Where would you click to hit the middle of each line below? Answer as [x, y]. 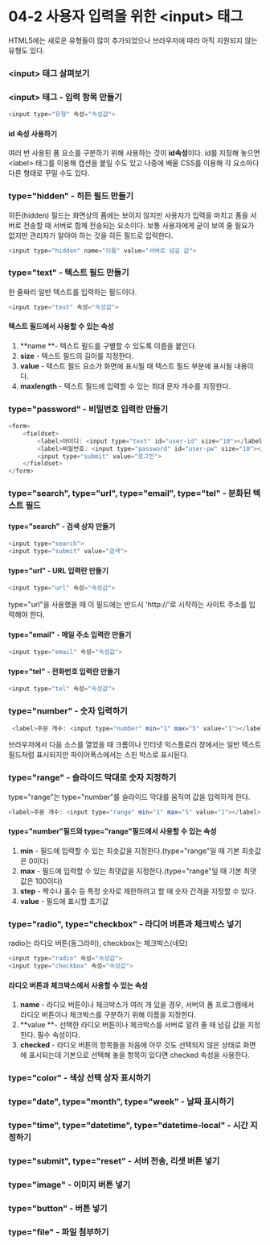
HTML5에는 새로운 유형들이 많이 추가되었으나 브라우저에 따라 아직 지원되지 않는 [133, 40]
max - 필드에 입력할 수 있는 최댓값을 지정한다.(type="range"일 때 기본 [131, 871]
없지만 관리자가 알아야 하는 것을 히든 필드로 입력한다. [91, 235]
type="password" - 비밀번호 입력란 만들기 [88, 409]
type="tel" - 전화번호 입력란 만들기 [64, 671]
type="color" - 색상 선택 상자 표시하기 [80, 1078]
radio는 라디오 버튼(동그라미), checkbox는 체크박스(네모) [98, 943]
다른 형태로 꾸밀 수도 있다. [49, 173]
